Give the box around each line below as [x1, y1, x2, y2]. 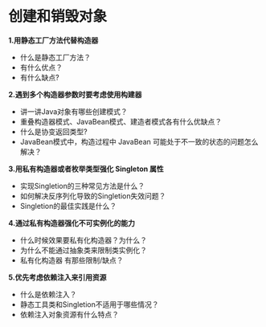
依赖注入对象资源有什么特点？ [19, 309, 119, 319]
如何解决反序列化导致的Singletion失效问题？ [19, 190, 166, 201]
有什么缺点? [19, 72, 59, 82]
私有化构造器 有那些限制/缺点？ [19, 255, 124, 265]
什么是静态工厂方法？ [19, 52, 91, 62]
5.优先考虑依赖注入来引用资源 [8, 272, 107, 282]
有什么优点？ [19, 62, 63, 72]
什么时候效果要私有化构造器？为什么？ [19, 235, 147, 245]
